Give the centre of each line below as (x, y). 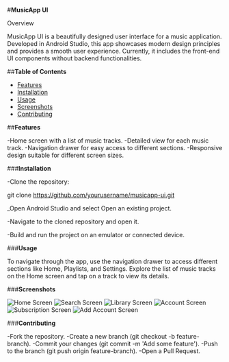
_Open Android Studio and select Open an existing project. (90, 208)
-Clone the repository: (38, 182)
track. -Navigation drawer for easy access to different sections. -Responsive (115, 148)
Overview (21, 23)
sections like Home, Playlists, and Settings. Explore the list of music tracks (112, 269)
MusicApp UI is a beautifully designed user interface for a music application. (114, 36)
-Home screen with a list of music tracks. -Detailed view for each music (108, 141)
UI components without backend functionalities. (75, 58)
